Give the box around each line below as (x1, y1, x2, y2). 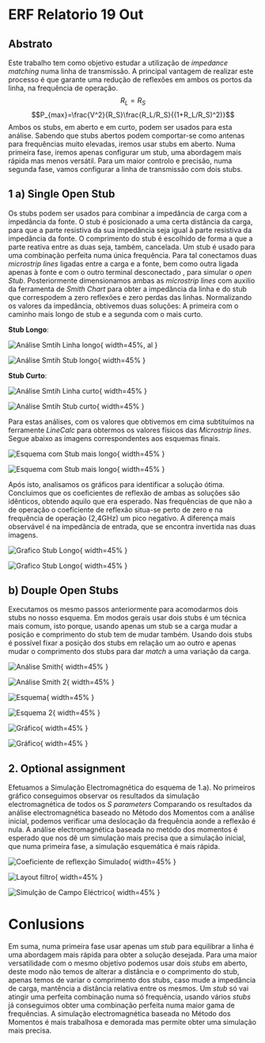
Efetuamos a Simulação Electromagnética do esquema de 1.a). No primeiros (8, 782, 256, 793)
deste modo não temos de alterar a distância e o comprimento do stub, (8, 967, 240, 976)
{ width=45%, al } (100, 340, 158, 349)
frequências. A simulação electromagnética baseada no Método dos (8, 1009, 231, 1018)
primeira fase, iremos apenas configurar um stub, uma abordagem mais (8, 147, 242, 157)
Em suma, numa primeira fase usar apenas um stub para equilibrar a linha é (8, 942, 255, 951)
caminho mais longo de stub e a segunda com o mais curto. (8, 309, 203, 318)
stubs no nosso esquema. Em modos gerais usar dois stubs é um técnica (8, 613, 247, 622)
